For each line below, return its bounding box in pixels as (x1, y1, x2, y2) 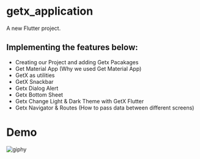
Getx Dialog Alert (15, 84, 59, 92)
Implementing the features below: (6, 42, 138, 53)
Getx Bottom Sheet (15, 91, 63, 98)
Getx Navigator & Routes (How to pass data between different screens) (15, 104, 194, 111)
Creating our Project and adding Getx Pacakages (15, 58, 139, 65)
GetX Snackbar (15, 78, 54, 85)
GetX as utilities (15, 72, 55, 79)
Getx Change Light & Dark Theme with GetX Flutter (15, 97, 144, 105)
